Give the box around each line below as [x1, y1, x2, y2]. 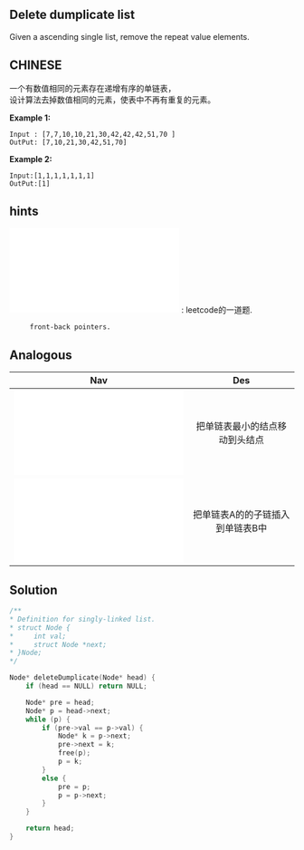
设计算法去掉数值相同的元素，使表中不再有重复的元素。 [9, 94, 215, 105]
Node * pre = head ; [25, 698, 95, 707]
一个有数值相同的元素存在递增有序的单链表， [9, 82, 176, 93]
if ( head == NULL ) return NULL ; [25, 681, 147, 691]
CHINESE [9, 58, 62, 73]
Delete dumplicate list [9, 7, 136, 23]
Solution [9, 582, 58, 597]
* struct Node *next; [9, 640, 107, 649]
